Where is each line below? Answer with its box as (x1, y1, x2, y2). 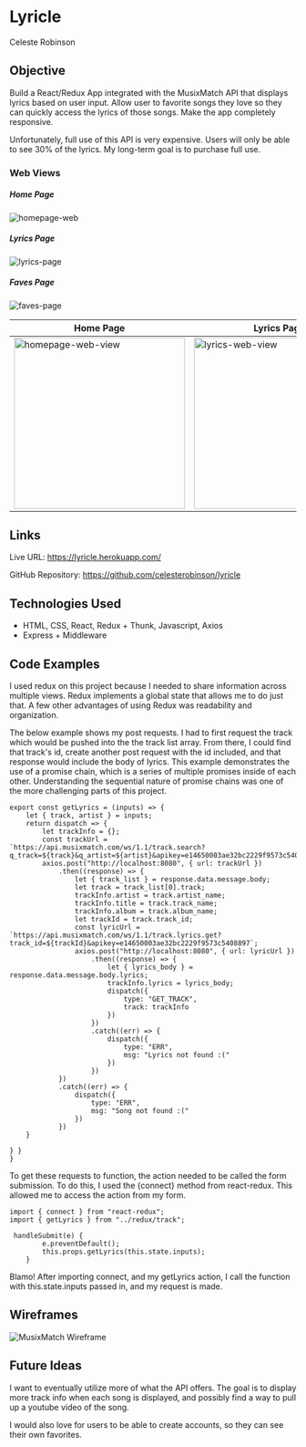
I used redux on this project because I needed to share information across (9, 681, 287, 692)
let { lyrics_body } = (107, 963, 194, 973)
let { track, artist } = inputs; (25, 811, 153, 820)
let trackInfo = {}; (42, 828, 120, 837)
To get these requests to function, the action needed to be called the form (9, 1171, 287, 1182)
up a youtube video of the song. (9, 1401, 129, 1412)
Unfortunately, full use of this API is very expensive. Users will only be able (9, 134, 291, 145)
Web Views (9, 166, 61, 179)
